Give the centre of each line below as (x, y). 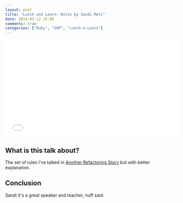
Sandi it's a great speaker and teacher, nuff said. (55, 195)
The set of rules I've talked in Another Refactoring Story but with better (78, 162)
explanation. (18, 167)
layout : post (19, 10)
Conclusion (23, 183)
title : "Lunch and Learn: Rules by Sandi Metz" (55, 14)
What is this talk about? (42, 150)
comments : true (21, 24)
